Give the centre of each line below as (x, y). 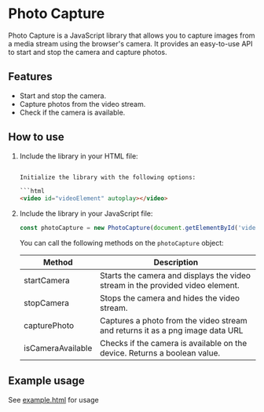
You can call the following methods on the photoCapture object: (121, 243)
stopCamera (46, 303)
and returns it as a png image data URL (171, 330)
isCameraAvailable (58, 348)
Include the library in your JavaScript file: (86, 213)
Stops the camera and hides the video (170, 298)
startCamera (47, 281)
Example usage (46, 381)
